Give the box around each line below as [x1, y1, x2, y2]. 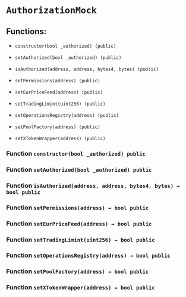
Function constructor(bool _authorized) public [6, 149, 146, 157]
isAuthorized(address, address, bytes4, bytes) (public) [14, 66, 159, 72]
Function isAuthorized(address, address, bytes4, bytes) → [6, 181, 180, 190]
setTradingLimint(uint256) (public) [14, 101, 106, 107]
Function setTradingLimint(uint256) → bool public [6, 235, 156, 243]
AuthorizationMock [6, 5, 97, 16]
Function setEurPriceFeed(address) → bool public [6, 219, 152, 228]
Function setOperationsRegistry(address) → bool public [6, 251, 171, 259]
